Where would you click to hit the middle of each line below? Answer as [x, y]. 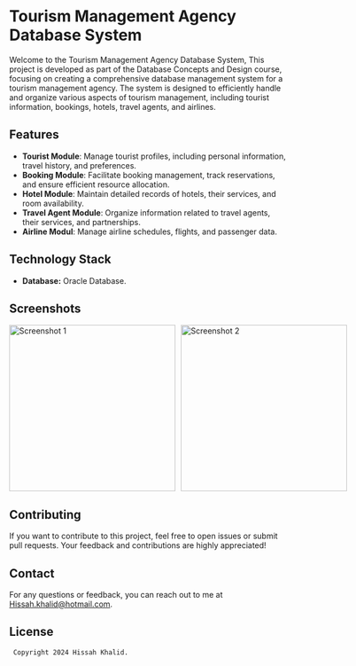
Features [34, 135]
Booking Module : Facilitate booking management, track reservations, [149, 175]
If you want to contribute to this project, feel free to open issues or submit [143, 536]
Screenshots [45, 308]
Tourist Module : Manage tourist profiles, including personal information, [154, 156]
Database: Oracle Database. [74, 280]
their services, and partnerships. [81, 222]
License [31, 632]
